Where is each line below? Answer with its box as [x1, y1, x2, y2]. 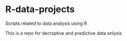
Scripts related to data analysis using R [5, 20, 87, 26]
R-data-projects [5, 4, 75, 15]
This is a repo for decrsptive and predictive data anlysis [5, 30, 122, 36]
